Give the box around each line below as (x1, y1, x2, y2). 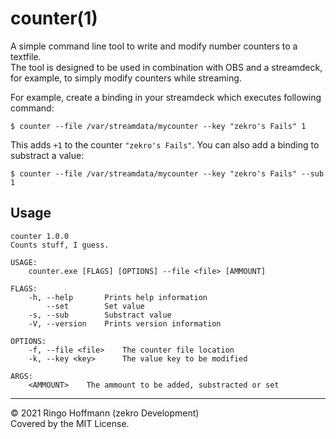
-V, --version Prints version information (28, 318, 222, 329)
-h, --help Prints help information (28, 292, 208, 302)
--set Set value (46, 301, 145, 311)
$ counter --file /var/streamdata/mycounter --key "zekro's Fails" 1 (10, 121, 307, 131)
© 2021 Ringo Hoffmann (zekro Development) (10, 407, 200, 419)
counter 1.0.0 (10, 231, 70, 241)
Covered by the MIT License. (10, 417, 130, 429)
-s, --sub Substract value (28, 310, 172, 320)
